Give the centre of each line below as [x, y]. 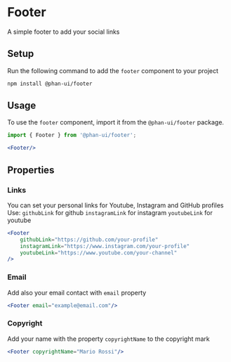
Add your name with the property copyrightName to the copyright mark [108, 339]
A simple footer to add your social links [64, 32]
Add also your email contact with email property [77, 292]
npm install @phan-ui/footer [50, 84]
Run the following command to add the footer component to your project [113, 70]
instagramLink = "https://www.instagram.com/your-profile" [105, 246]
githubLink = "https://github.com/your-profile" [89, 240]
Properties [31, 170]
